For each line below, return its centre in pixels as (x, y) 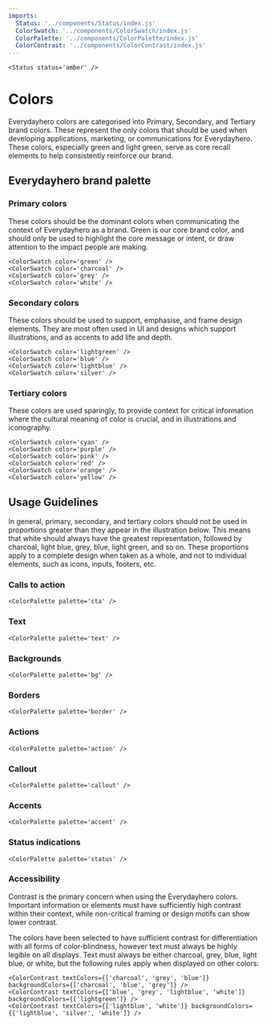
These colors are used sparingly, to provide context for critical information (131, 411)
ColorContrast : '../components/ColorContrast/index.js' (111, 46)
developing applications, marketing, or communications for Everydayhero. (130, 139)
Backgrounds (35, 658)
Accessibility (34, 879)
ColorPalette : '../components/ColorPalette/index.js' (107, 38)
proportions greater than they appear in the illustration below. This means (129, 530)
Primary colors (38, 204)
